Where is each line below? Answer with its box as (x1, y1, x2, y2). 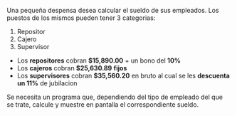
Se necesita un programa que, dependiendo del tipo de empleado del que (6, 93, 223, 101)
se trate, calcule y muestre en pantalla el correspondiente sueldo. (6, 100, 199, 109)
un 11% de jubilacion (16, 79, 78, 88)
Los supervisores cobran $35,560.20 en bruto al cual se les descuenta (16, 71, 231, 80)
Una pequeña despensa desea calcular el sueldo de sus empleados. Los (6, 6, 219, 14)
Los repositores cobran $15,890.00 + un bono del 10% (16, 56, 181, 65)
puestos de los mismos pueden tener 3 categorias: (6, 14, 156, 22)
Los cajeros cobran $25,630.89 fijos (16, 64, 127, 72)
